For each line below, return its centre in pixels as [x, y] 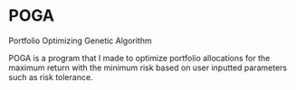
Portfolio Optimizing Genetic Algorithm [80, 40]
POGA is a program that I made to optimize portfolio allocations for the [139, 58]
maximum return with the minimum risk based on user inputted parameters [148, 67]
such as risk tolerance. [51, 76]
